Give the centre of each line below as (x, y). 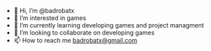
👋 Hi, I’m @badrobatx (44, 11)
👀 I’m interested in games (50, 18)
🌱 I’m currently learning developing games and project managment (109, 25)
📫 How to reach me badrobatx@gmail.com (75, 40)
